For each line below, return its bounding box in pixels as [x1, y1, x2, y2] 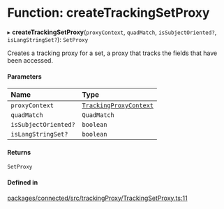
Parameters [7, 72, 42, 81]
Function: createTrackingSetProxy [7, 5, 210, 21]
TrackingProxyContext [82, 102, 154, 109]
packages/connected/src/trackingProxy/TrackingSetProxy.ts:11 [7, 194, 188, 202]
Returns [7, 148, 31, 156]
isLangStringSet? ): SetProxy [7, 35, 89, 43]
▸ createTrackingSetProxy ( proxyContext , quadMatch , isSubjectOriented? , [7, 28, 217, 36]
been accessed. [7, 56, 54, 64]
